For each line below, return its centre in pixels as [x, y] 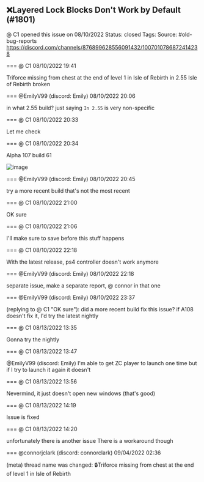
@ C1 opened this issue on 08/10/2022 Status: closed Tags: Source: [92, 34]
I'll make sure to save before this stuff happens [65, 238]
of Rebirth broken [28, 84]
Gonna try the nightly [33, 339]
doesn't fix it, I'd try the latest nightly [53, 316]
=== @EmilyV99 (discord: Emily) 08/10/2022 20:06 [71, 96]
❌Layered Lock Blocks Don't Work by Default [94, 10]
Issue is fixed [23, 417]
